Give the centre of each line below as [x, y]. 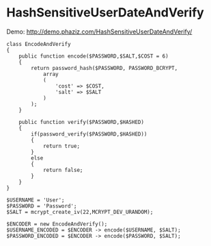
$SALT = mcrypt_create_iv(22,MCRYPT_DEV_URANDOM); [80, 212]
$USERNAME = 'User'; [36, 200]
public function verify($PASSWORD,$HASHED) [82, 122]
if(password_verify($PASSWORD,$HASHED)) [89, 134]
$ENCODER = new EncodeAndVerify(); [57, 224]
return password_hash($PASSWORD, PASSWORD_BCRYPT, [104, 68]
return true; [61, 146]
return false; [63, 170]
